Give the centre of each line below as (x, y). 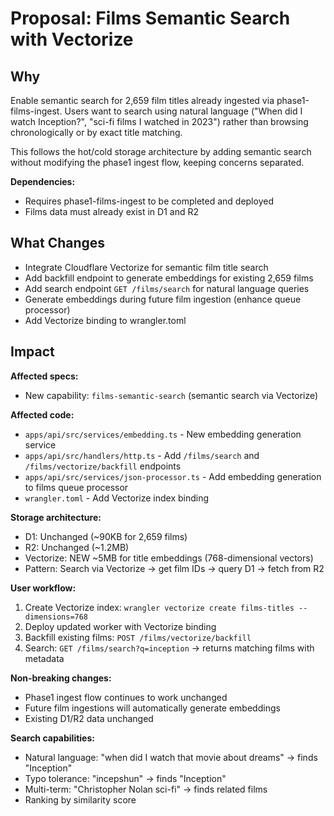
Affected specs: (44, 376)
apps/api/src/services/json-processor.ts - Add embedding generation (173, 476)
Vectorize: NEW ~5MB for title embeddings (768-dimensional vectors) (169, 558)
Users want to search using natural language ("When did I (183, 111)
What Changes (58, 243)
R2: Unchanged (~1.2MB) (77, 547)
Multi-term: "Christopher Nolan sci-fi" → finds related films (146, 789)
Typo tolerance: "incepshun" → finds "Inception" (125, 778)
